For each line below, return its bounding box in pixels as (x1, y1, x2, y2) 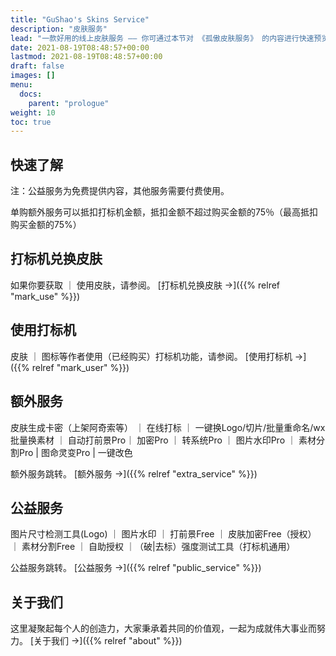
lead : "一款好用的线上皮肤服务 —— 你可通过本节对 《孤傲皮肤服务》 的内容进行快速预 (10, 33, 322, 43)
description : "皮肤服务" (10, 24, 108, 34)
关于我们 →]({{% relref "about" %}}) (33, 635, 183, 647)
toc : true (10, 117, 52, 127)
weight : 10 (10, 107, 56, 118)
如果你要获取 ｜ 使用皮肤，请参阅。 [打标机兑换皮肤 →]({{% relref (10, 279, 281, 291)
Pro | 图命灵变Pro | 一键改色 (18, 446, 133, 458)
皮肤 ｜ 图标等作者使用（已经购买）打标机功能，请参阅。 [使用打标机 (10, 350, 293, 362)
